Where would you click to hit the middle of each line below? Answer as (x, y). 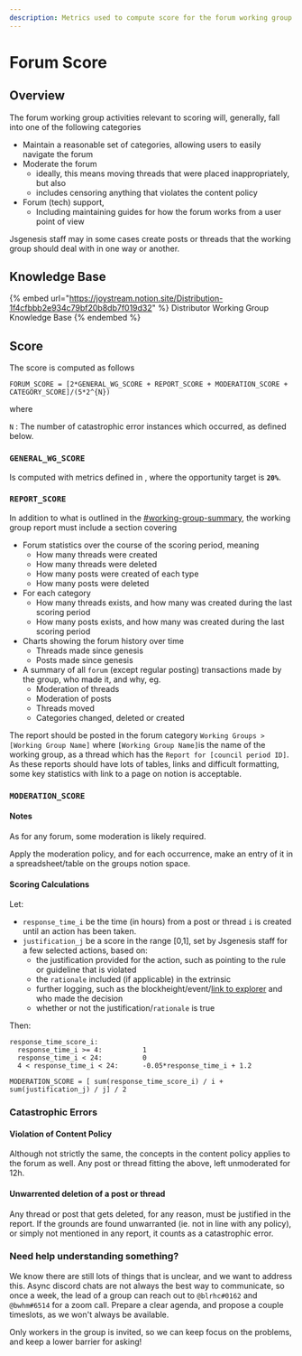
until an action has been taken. (79, 931)
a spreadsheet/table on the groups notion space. (100, 863)
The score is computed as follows (72, 368)
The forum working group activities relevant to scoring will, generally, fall (145, 117)
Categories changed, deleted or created (110, 717)
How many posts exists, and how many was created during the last (160, 622)
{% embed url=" (40, 298)
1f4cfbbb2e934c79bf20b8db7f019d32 (81, 308)
